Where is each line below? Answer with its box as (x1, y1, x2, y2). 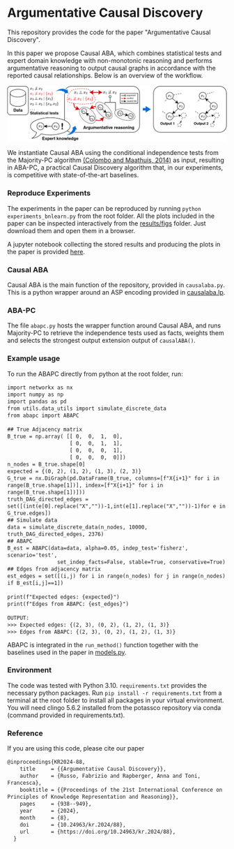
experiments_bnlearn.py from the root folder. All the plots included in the (7, 212, 214, 220)
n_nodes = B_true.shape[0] (7, 461, 86, 468)
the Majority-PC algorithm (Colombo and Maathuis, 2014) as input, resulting (7, 156, 225, 165)
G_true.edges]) (7, 510, 52, 517)
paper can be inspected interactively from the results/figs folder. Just (7, 219, 207, 228)
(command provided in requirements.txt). (7, 711, 125, 719)
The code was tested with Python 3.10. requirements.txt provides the (7, 681, 208, 689)
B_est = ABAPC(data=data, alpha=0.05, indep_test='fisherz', (7, 545, 189, 552)
